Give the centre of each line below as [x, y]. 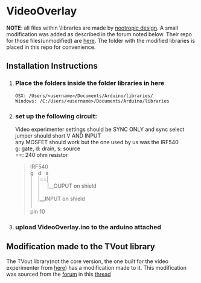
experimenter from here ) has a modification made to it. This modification [97, 267]
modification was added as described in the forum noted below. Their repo [99, 34]
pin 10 [37, 211]
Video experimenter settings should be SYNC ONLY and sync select [100, 129]
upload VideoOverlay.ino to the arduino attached [88, 227]
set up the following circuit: [56, 116]
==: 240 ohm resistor [41, 154]
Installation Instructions [52, 66]
